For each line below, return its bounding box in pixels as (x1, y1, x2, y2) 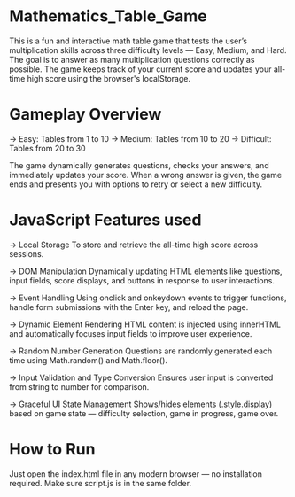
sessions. (9, 248, 44, 259)
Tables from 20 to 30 (9, 143, 86, 153)
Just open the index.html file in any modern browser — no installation (9, 468, 263, 479)
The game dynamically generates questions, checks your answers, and (9, 159, 269, 170)
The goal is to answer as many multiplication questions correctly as (9, 54, 255, 65)
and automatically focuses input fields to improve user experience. (9, 328, 252, 338)
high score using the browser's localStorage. (27, 73, 190, 83)
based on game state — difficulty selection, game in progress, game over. (9, 408, 279, 418)
